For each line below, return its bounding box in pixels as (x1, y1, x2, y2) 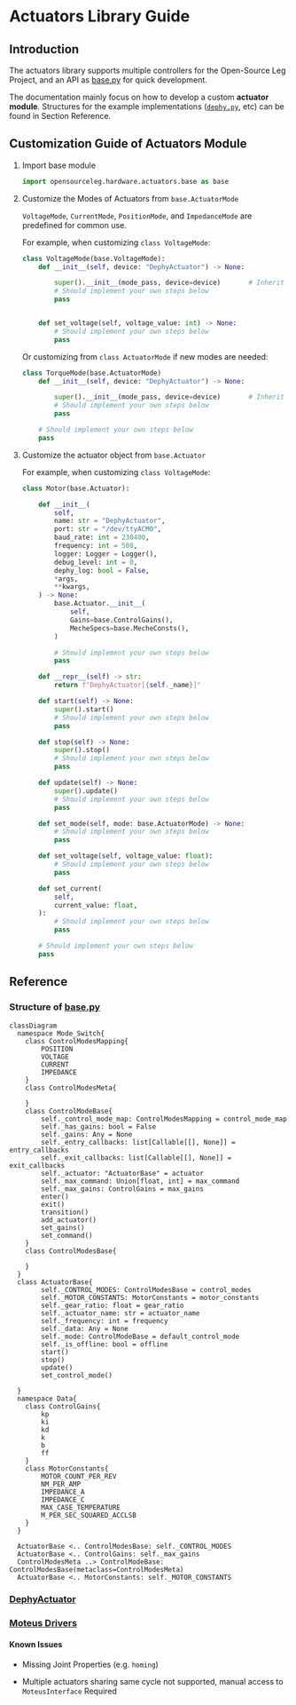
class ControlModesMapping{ (25, 1036, 129, 1045)
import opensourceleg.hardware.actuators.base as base (21, 177, 230, 186)
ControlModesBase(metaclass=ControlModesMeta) (9, 1565, 184, 1574)
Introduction (9, 42, 80, 57)
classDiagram (9, 1021, 58, 1030)
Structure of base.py (9, 1001, 100, 1013)
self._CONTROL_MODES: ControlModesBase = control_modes (41, 1285, 252, 1294)
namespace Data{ (17, 1394, 77, 1403)
